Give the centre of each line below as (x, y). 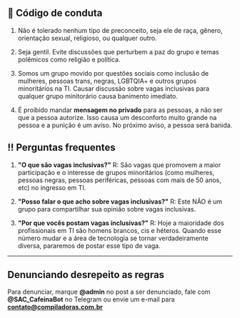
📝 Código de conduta (55, 13)
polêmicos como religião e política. (69, 59)
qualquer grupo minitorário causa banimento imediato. (98, 96)
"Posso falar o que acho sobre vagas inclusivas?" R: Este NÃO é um (120, 202)
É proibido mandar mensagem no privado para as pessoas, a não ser (120, 110)
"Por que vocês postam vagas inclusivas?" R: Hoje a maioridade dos (121, 223)
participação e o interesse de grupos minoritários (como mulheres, (116, 172)
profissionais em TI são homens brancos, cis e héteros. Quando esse (119, 230)
